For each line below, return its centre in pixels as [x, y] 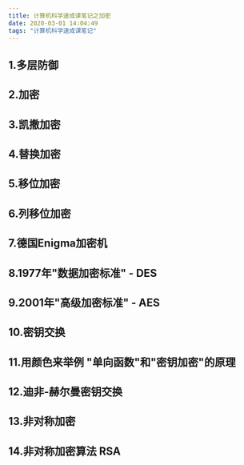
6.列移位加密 [40, 213]
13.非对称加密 [42, 421]
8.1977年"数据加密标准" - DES [83, 273]
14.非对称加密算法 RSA [65, 451]
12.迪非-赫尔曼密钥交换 [66, 392]
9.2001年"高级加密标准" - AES [84, 302]
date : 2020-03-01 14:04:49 [53, 23]
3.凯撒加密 [35, 124]
